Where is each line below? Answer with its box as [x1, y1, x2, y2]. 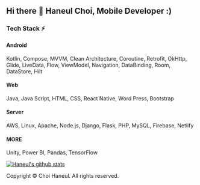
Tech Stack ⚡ [6, 25, 45, 33]
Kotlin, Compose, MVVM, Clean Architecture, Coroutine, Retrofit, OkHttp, [6, 55, 187, 62]
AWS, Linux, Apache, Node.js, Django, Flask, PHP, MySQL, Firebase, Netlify [6, 121, 194, 129]
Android [6, 41, 27, 49]
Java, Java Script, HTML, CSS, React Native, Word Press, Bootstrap [6, 94, 175, 102]
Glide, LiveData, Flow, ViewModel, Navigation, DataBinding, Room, [6, 61, 170, 68]
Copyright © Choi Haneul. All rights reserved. [6, 172, 119, 180]
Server [6, 109, 24, 116]
